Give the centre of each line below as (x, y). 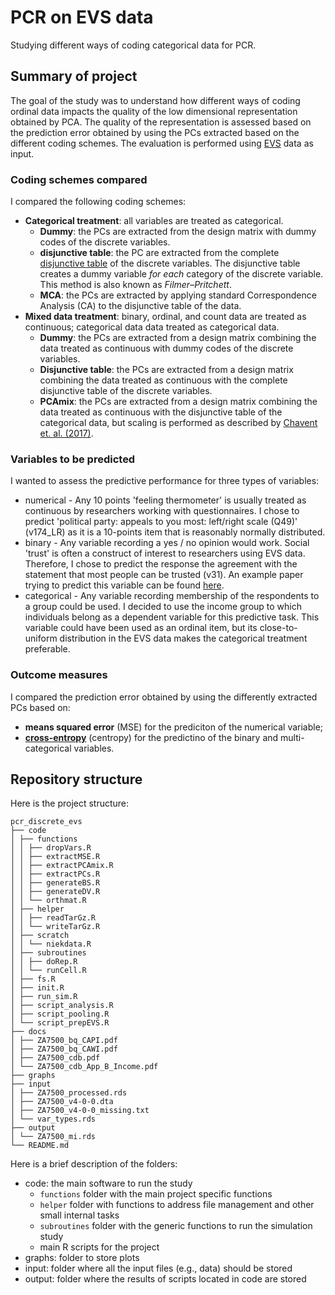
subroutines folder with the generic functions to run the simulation (176, 1226)
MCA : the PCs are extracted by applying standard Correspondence (178, 295)
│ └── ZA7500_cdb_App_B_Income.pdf (84, 1067)
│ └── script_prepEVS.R (60, 1023)
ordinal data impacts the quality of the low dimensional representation (154, 111)
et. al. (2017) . (66, 433)
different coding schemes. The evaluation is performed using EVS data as (162, 143)
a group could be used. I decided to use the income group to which (163, 607)
